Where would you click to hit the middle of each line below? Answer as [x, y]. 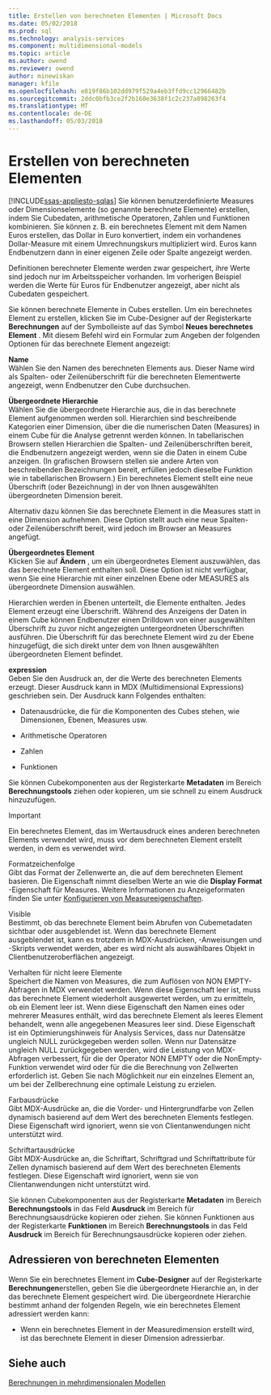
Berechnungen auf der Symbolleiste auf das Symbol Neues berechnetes [131, 326]
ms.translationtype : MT [49, 106]
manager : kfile [34, 83]
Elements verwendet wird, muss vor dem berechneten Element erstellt [125, 839]
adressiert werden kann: [49, 1313]
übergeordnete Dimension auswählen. [72, 586]
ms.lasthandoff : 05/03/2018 [56, 121]
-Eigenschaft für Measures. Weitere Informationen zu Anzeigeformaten [127, 890]
